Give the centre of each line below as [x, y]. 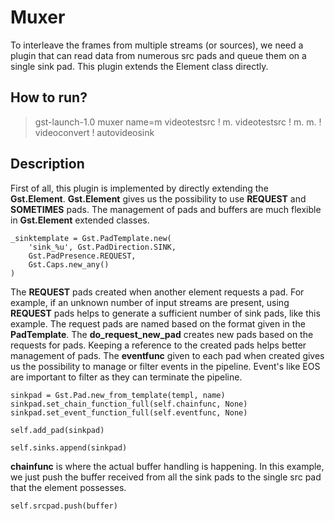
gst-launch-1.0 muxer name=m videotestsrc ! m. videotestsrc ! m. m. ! [178, 122]
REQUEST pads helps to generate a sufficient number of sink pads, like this [165, 313]
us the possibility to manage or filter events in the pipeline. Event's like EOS [165, 366]
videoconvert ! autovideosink [94, 132]
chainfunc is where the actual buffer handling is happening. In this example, [167, 466]
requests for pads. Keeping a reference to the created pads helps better [158, 345]
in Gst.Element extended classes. [80, 220]
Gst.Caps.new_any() [69, 264]
